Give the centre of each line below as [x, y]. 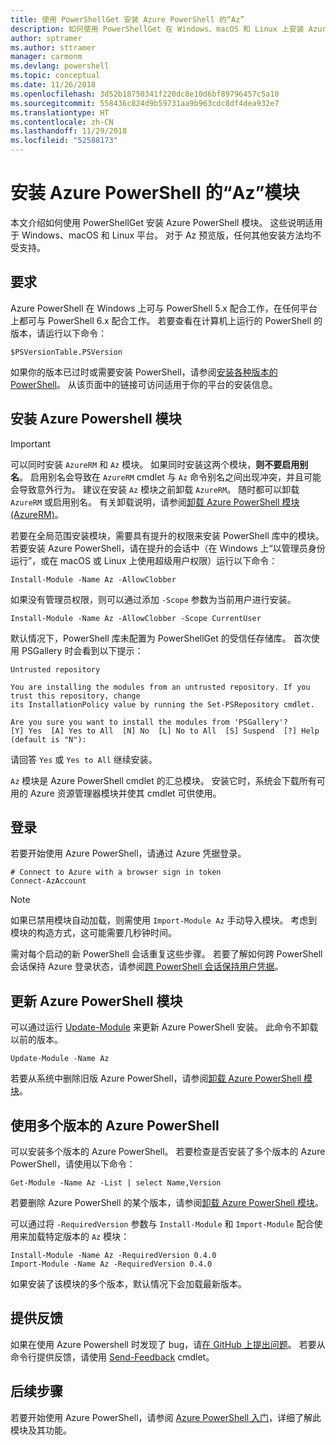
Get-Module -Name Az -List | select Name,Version [116, 1183]
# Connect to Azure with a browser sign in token [116, 872]
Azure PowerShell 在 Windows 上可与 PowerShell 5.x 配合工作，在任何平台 [164, 308]
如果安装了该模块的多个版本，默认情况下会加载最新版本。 [128, 1284]
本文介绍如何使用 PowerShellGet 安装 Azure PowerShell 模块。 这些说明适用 [166, 222]
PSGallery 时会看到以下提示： [82, 650]
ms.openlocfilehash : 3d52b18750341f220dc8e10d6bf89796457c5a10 [145, 94]
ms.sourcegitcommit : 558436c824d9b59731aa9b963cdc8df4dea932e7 [145, 103]
